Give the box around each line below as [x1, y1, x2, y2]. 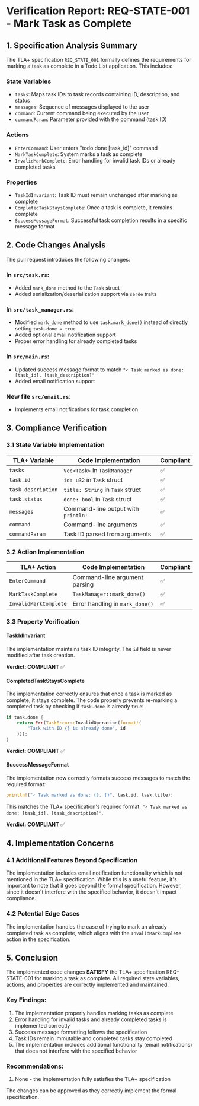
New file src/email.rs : [6, 392, 71, 401]
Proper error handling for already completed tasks [14, 338, 137, 345]
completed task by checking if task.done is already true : [6, 703, 144, 710]
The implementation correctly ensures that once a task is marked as [6, 690, 172, 698]
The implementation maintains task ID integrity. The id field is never [6, 646, 172, 652]
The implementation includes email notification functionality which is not [6, 869, 183, 876]
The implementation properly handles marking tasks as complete [14, 1009, 174, 1016]
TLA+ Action [20, 562, 56, 571]
